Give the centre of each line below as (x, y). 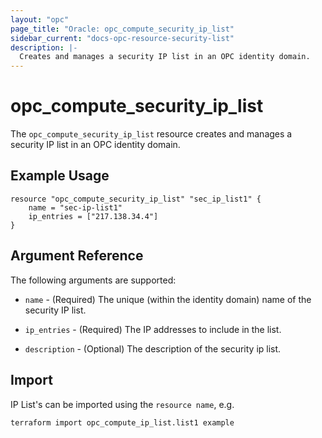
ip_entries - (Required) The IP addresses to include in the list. (153, 329)
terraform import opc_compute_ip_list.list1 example (122, 422)
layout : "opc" (40, 19)
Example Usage (60, 176)
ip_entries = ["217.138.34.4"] (93, 216)
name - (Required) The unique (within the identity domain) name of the (168, 299)
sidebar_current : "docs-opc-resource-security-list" (122, 38)
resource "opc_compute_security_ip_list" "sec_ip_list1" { (136, 199)
